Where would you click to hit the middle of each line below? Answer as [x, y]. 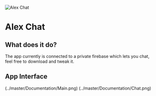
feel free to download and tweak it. [40, 61]
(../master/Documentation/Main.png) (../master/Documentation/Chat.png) [78, 88]
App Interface [26, 76]
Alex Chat [25, 27]
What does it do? [31, 45]
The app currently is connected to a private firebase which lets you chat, [77, 56]
